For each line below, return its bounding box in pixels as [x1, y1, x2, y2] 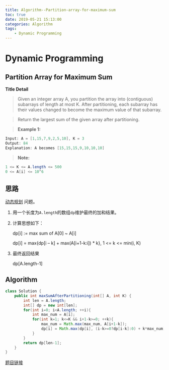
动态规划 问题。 [5, 199, 38, 205]
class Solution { [5, 289, 42, 294]
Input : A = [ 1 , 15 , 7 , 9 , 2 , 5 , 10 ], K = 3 [5, 136, 84, 141]
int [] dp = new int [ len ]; [23, 303, 78, 308]
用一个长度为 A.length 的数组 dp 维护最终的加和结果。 [12, 209, 119, 215]
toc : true [5, 12, 26, 17]
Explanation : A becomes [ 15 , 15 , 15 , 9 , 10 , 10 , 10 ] [5, 145, 105, 151]
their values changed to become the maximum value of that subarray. [17, 107, 162, 113]
